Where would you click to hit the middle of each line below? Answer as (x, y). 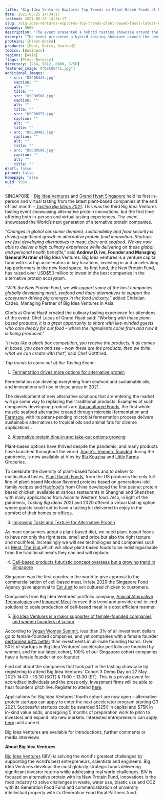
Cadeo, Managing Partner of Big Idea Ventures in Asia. (60, 303)
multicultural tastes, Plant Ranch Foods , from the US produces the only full (80, 476)
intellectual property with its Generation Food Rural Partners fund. (71, 792)
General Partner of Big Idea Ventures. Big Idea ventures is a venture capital (81, 257)
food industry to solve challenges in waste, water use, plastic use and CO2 (80, 782)
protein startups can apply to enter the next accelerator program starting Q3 (82, 702)
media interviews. (23, 737)
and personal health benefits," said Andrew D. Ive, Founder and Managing (81, 252)
